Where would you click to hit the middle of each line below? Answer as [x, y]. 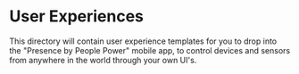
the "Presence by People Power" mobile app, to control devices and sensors [150, 50]
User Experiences [77, 16]
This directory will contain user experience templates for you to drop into [143, 41]
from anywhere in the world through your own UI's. [103, 60]
